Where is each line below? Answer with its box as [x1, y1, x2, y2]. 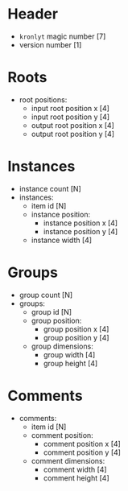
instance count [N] [19, 184, 81, 193]
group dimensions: [31, 341, 93, 351]
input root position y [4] [31, 112, 110, 122]
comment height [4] [43, 472, 109, 483]
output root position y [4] [31, 129, 114, 138]
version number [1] [19, 39, 82, 49]
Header [7, 5, 58, 23]
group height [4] [43, 358, 98, 368]
